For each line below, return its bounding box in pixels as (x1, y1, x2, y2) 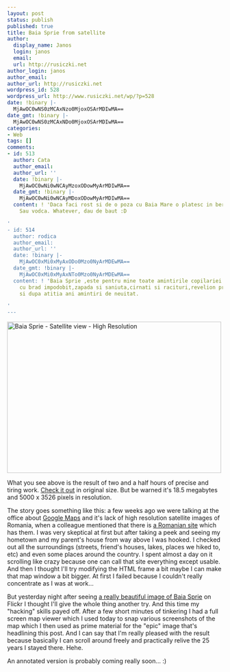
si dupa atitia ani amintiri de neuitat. (19, 290, 139, 297)
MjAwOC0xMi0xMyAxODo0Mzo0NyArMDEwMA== (19, 259, 130, 265)
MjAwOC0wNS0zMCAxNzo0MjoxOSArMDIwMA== (13, 106, 125, 112)
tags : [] (7, 138, 32, 145)
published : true (7, 23, 53, 29)
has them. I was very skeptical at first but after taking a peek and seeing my (7, 529, 220, 537)
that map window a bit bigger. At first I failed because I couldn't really (7, 572, 203, 580)
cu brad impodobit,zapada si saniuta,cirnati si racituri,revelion (19, 284, 216, 291)
